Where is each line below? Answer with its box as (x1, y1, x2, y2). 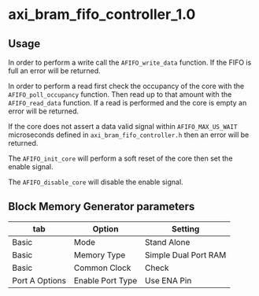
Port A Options (12, 275, 67, 286)
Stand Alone (144, 236, 191, 247)
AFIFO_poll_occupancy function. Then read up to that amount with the (8, 90, 232, 99)
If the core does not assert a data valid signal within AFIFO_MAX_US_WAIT (8, 122, 238, 131)
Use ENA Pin (144, 275, 192, 286)
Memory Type (73, 250, 126, 261)
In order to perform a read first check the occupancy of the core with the (8, 81, 245, 91)
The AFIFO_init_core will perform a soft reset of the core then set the (8, 154, 233, 163)
